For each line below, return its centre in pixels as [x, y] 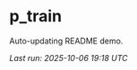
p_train [36, 16]
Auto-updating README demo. [66, 41]
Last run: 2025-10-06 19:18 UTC [68, 58]
